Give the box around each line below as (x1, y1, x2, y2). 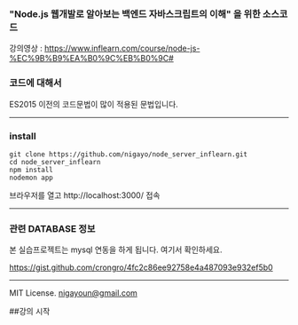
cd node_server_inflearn (9, 157, 101, 166)
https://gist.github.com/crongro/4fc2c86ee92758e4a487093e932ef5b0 (9, 262, 273, 273)
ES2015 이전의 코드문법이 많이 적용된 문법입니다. (9, 99, 179, 109)
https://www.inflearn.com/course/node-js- (43, 43, 200, 54)
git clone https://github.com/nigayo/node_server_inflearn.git (9, 149, 248, 159)
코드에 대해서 (9, 77, 62, 90)
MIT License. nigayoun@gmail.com (9, 288, 137, 298)
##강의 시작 (9, 306, 51, 317)
